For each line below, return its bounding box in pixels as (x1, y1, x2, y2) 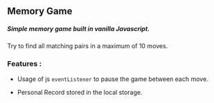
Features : (7, 59, 42, 69)
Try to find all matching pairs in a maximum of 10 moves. (7, 42, 168, 50)
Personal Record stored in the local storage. (17, 88, 143, 96)
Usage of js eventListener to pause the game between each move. (17, 75, 209, 83)
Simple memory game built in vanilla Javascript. (7, 24, 150, 33)
